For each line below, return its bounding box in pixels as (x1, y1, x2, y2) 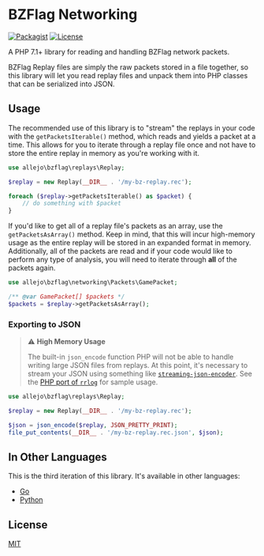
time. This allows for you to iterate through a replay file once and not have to (8, 140, 256, 149)
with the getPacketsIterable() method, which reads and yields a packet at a (8, 131, 256, 141)
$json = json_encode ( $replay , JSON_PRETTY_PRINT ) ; (8, 421, 178, 429)
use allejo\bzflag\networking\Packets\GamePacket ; (8, 278, 178, 286)
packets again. (8, 263, 56, 273)
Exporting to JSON (8, 319, 81, 330)
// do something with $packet (22, 199, 122, 207)
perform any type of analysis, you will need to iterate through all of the (8, 255, 238, 264)
